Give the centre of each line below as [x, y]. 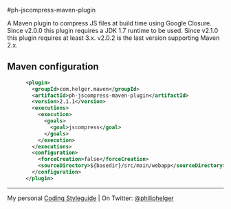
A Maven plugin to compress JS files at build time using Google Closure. [109, 23]
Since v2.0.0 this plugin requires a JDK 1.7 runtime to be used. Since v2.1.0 [113, 31]
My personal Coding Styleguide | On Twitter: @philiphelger [90, 198]
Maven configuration [53, 67]
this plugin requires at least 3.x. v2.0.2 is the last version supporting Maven [113, 38]
